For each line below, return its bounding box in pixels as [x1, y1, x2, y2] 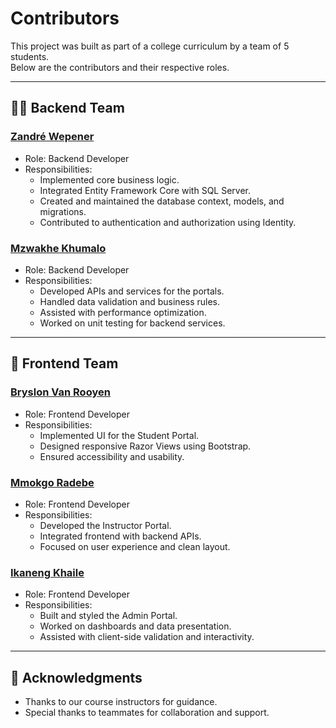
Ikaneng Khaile [10, 565, 85, 579]
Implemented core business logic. [39, 173, 180, 186]
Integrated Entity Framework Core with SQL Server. [39, 184, 252, 196]
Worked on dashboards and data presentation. [39, 620, 232, 632]
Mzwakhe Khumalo [10, 241, 107, 255]
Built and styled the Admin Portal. [39, 610, 178, 622]
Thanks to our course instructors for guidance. [24, 696, 218, 708]
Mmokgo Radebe [10, 475, 95, 489]
